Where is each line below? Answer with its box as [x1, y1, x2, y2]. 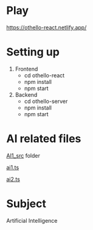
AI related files [6, 132, 81, 146]
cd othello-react [24, 71, 65, 79]
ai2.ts [6, 175, 20, 183]
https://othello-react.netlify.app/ [6, 24, 87, 31]
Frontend [15, 65, 38, 72]
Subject [6, 197, 47, 211]
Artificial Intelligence [6, 217, 58, 224]
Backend [15, 91, 38, 98]
